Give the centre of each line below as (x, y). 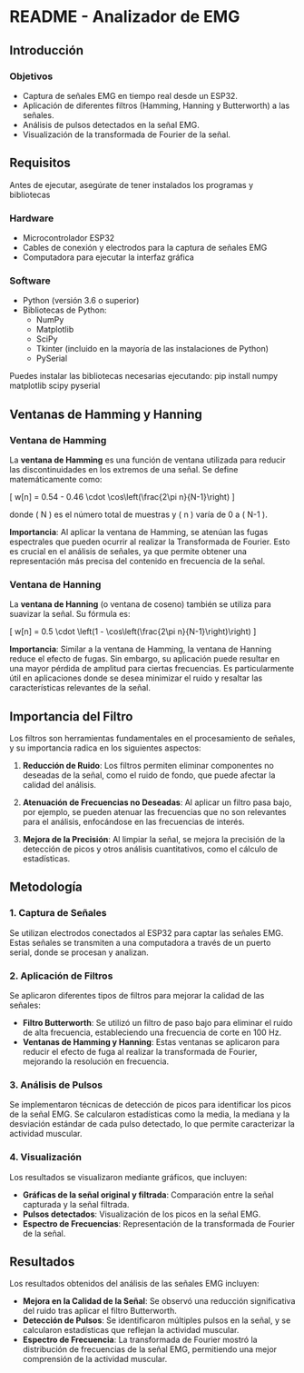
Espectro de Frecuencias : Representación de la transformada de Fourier (158, 1223)
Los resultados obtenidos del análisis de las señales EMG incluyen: (135, 1284)
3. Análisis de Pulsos (56, 1085)
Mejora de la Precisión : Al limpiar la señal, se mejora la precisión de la (154, 840)
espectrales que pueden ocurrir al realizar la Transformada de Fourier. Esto (150, 542)
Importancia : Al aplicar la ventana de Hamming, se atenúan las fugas (139, 532)
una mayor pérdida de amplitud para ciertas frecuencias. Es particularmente (152, 669)
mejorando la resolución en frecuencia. (96, 1061)
